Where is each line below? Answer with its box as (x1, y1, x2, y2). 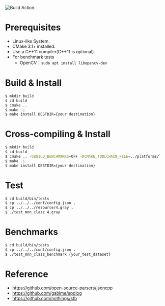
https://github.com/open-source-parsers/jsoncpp (12, 285, 113, 291)
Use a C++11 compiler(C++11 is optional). (12, 48, 95, 54)
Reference (5, 269, 48, 279)
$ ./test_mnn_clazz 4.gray (5, 210, 60, 215)
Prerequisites (5, 22, 61, 33)
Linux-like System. (12, 38, 50, 44)
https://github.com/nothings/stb (12, 295, 77, 301)
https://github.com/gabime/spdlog (12, 290, 82, 296)
